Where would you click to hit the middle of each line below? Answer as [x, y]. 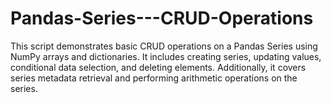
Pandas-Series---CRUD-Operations [162, 18]
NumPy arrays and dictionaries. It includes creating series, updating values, [166, 56]
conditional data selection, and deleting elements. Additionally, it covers [158, 67]
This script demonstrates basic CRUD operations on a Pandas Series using [164, 46]
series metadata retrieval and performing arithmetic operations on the [154, 78]
